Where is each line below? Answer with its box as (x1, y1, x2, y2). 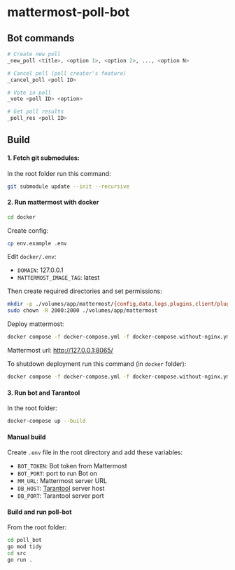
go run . (7, 557, 33, 564)
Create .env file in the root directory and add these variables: (7, 448, 183, 456)
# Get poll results (7, 108, 64, 116)
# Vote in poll (7, 89, 52, 96)
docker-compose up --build (7, 418, 86, 425)
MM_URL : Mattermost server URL (17, 477, 107, 485)
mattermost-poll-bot (7, 4, 130, 20)
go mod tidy (7, 543, 42, 550)
